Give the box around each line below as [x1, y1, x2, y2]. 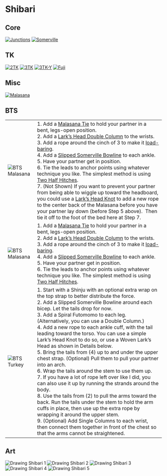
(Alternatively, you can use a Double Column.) [37, 318, 145, 325]
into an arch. [37, 361, 66, 368]
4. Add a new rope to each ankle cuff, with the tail [37, 324, 153, 331]
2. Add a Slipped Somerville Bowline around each [37, 299, 153, 306]
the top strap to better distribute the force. [37, 293, 135, 300]
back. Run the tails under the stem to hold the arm [37, 399, 154, 406]
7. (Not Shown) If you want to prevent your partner [37, 183, 156, 190]
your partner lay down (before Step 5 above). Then [37, 208, 158, 215]
